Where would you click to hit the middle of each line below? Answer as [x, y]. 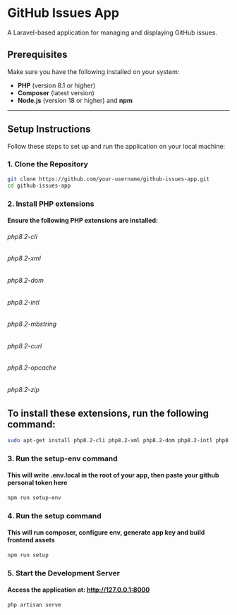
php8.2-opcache [32, 367]
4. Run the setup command [54, 516]
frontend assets [31, 540]
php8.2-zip [24, 389]
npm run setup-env [34, 498]
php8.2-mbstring [32, 324]
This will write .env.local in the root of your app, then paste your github [113, 475]
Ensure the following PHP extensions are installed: [83, 221]
